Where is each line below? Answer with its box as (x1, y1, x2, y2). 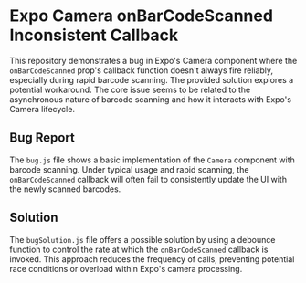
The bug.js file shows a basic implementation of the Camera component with (9, 154, 295, 165)
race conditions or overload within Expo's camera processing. (9, 263, 243, 274)
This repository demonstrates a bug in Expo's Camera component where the (9, 55, 298, 66)
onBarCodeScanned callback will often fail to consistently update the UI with (9, 173, 288, 184)
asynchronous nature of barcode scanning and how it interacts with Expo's (9, 93, 292, 105)
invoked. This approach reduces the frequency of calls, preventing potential (9, 253, 295, 265)
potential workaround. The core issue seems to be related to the (9, 84, 251, 95)
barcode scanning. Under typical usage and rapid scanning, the (9, 163, 249, 174)
